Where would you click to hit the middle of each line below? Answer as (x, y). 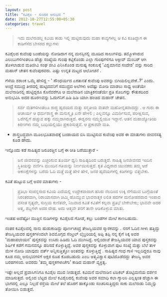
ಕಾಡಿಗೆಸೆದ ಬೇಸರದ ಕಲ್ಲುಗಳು (38, 44)
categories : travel (25, 24)
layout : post (19, 10)
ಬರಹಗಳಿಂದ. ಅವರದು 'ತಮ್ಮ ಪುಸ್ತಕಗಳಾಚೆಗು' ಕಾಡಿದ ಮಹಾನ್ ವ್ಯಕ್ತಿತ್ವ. (56, 262)
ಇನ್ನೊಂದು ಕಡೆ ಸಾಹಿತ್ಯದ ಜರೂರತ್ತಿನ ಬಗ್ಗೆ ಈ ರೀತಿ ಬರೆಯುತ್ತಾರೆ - (52, 150)
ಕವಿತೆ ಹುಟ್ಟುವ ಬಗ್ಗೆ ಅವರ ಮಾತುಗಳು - (33, 181)
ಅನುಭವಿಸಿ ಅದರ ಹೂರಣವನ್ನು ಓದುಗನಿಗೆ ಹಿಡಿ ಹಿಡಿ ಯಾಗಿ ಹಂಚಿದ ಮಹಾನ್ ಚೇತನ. (66, 98)
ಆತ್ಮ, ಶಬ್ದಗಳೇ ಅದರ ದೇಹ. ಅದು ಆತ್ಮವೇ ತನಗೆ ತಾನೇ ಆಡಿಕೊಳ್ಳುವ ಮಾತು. (71, 208)
